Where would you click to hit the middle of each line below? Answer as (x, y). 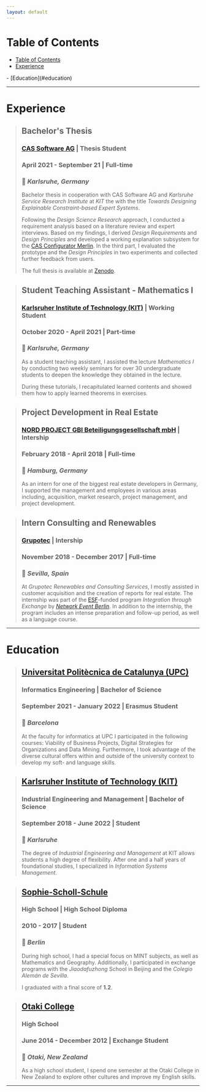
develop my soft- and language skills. (69, 762)
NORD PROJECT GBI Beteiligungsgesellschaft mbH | (101, 430)
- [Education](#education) (39, 78)
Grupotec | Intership (52, 540)
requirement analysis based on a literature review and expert (98, 226)
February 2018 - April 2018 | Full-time (78, 454)
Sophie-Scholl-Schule (65, 892)
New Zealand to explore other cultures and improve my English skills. (109, 1077)
